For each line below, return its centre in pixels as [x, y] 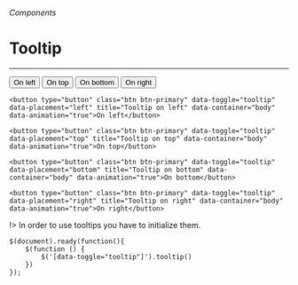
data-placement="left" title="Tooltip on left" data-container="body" [142, 107]
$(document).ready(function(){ [67, 241]
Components [33, 12]
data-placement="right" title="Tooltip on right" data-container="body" [146, 201]
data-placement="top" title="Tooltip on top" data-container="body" [138, 139]
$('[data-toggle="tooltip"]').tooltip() [117, 257]
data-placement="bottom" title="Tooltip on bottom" [106, 170]
